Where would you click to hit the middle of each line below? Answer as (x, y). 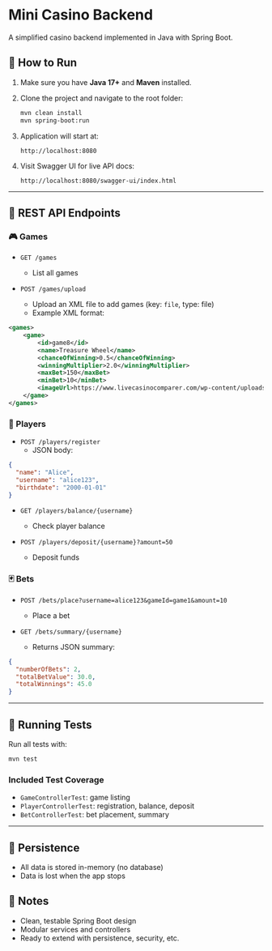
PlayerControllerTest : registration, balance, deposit (107, 806)
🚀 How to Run (43, 63)
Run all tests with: (38, 744)
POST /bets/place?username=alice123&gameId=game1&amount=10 (123, 600)
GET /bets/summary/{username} (71, 632)
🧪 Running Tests (50, 725)
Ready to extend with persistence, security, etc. (100, 938)
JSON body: (53, 450)
